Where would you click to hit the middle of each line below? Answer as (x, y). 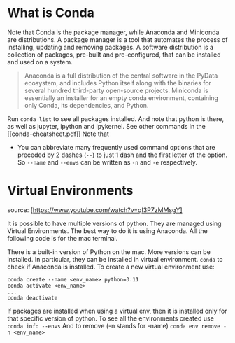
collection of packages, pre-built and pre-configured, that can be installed (114, 55)
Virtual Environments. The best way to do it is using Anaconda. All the (107, 231)
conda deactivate (33, 298)
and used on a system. (40, 62)
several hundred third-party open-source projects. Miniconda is (116, 90)
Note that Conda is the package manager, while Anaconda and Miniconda (113, 32)
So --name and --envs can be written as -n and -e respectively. (107, 162)
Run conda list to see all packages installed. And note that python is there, (115, 119)
